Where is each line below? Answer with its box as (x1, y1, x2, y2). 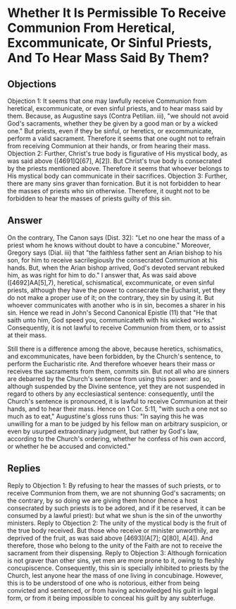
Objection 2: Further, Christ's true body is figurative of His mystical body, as (7, 150, 228, 157)
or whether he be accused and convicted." (7, 442, 131, 450)
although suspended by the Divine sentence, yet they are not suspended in (7, 382, 225, 390)
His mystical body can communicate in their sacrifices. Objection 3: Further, (7, 171, 228, 180)
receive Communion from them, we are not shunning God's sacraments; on (7, 488, 226, 497)
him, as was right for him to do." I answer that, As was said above (7, 270, 197, 279)
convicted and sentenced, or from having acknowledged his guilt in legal (7, 586, 218, 594)
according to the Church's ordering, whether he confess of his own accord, (7, 434, 227, 442)
